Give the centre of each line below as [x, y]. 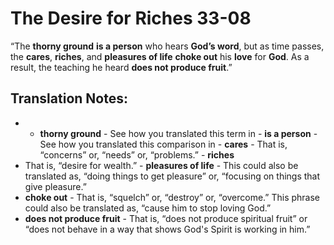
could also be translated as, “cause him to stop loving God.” [148, 208]
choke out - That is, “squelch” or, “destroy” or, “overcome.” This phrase [172, 197]
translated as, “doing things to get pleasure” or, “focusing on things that [172, 176]
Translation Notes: [69, 98]
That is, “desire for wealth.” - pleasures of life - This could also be [161, 165]
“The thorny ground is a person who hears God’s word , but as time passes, [167, 46]
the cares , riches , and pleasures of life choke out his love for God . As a [160, 56]
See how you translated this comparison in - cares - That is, [163, 144]
